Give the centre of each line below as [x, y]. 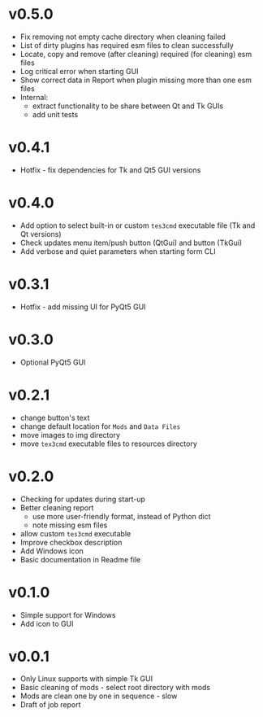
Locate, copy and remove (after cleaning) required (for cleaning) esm [136, 54]
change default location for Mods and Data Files [100, 426]
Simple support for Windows [68, 614]
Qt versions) [41, 234]
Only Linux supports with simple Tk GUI [86, 679]
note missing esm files [70, 525]
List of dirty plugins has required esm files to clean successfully [127, 45]
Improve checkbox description [71, 542]
